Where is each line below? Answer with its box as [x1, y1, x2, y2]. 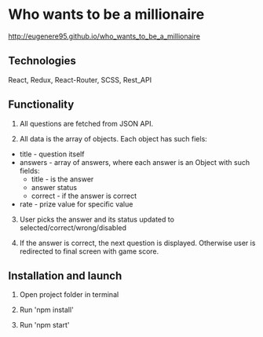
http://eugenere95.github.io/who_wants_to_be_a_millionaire [8, 31, 200, 41]
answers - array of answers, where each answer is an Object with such [19, 157, 250, 167]
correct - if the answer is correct [31, 191, 137, 200]
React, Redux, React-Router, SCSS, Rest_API [8, 75, 152, 84]
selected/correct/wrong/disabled [19, 222, 127, 233]
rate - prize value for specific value [19, 199, 133, 209]
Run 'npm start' [19, 321, 70, 330]
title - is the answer [31, 174, 94, 184]
